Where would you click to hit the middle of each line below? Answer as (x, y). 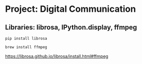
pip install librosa (26, 38)
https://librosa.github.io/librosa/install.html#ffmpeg (57, 56)
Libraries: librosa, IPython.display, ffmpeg (71, 27)
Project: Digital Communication (71, 9)
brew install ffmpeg (26, 47)
